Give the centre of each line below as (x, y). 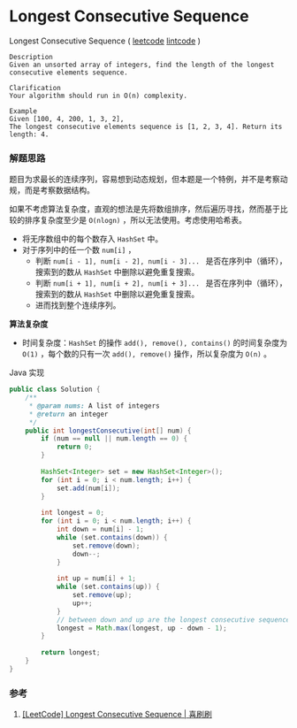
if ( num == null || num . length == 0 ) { (114, 439)
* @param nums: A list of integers (95, 406)
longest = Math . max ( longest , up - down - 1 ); (141, 628)
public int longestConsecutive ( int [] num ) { (108, 431)
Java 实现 (27, 372)
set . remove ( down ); (106, 546)
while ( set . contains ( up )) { (108, 587)
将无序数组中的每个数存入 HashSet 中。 (92, 239)
